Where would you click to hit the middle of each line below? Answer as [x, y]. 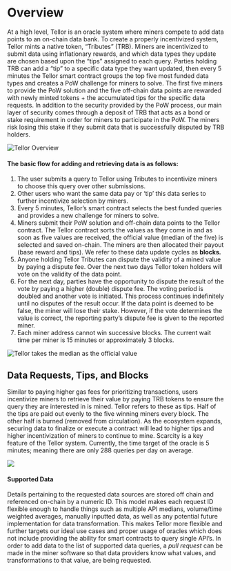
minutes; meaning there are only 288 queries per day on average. [100, 450]
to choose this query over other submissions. [81, 186]
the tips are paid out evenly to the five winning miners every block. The [108, 413]
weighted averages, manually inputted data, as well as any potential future [113, 517]
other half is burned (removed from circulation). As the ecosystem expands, [115, 421]
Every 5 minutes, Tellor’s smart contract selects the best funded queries [119, 208]
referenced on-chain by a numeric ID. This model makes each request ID [110, 502]
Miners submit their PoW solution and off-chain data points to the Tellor [119, 223]
